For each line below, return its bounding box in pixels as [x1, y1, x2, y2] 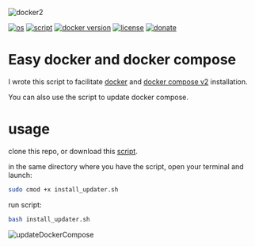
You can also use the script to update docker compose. [8, 92, 188, 102]
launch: [8, 170, 33, 179]
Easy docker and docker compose [8, 51, 237, 69]
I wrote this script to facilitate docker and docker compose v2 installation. [8, 76, 248, 87]
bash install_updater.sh [8, 215, 90, 223]
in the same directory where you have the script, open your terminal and [8, 161, 244, 171]
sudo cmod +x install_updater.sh [8, 185, 119, 194]
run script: [8, 199, 42, 210]
